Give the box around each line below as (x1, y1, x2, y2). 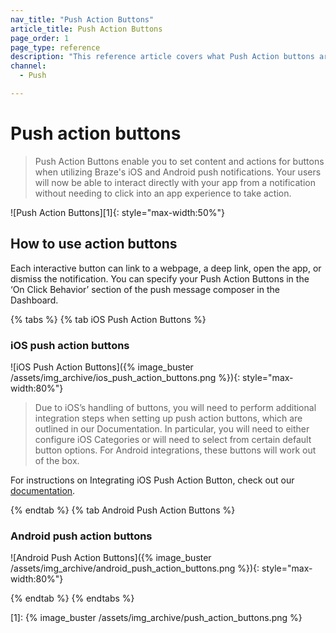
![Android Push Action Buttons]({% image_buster (10, 552, 212, 564)
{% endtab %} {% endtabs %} (10, 592, 135, 605)
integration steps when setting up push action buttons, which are (34, 412, 303, 424)
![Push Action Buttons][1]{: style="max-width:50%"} (10, 206, 225, 218)
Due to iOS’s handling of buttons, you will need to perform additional (34, 401, 317, 413)
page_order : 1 (10, 33, 70, 43)
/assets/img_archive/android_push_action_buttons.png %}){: (10, 562, 260, 575)
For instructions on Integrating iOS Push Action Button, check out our (10, 474, 295, 486)
